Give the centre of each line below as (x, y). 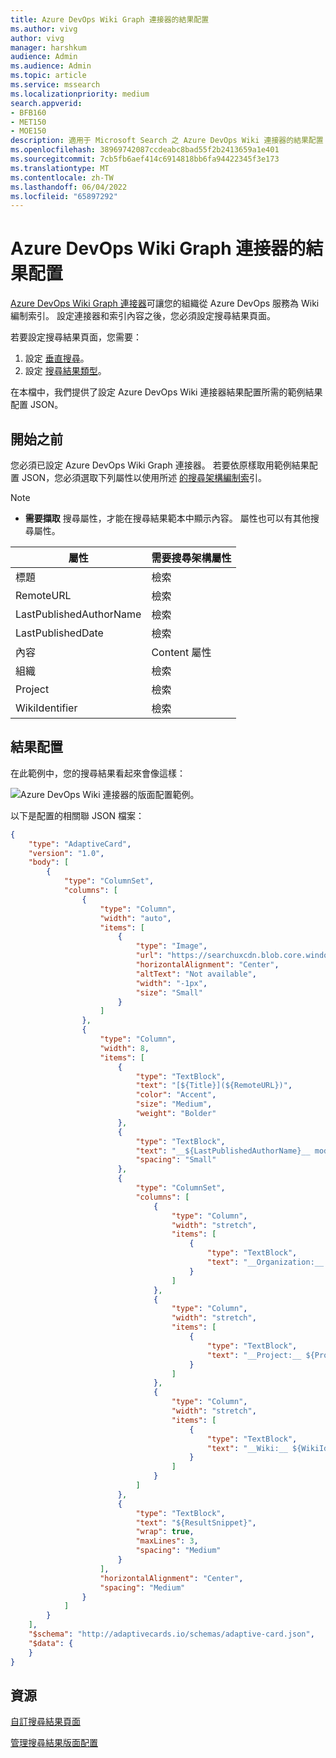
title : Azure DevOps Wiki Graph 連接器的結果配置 (110, 19)
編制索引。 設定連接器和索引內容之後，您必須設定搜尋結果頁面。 (143, 316)
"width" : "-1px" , (171, 983)
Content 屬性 (181, 652)
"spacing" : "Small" (176, 1160)
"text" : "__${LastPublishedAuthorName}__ (223, 1151)
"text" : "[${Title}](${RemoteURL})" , (214, 1086)
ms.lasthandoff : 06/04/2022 (69, 187)
